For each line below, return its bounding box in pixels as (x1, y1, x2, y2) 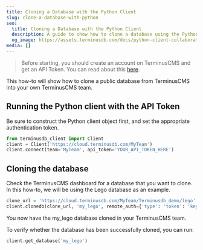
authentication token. (6, 123, 59, 131)
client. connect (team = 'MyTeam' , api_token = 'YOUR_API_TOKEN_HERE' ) (6, 146, 174, 153)
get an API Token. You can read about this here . (21, 65, 140, 73)
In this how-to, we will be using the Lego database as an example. (6, 186, 171, 194)
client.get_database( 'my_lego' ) (6, 237, 88, 244)
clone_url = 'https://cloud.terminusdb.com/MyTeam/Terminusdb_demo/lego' (6, 198, 196, 204)
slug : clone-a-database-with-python (6, 15, 98, 21)
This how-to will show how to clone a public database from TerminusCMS (6, 77, 190, 85)
